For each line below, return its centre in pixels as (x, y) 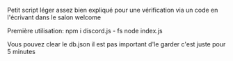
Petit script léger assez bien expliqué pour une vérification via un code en (113, 10)
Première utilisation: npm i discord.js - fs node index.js (85, 31)
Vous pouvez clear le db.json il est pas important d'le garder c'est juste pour (116, 44)
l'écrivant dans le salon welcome (54, 17)
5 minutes (22, 52)
